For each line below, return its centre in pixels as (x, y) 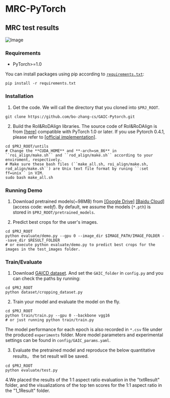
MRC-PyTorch (36, 9)
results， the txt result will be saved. (50, 356)
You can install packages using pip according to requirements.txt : (75, 74)
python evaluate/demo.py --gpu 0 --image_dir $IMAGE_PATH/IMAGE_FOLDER (82, 236)
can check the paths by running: (46, 279)
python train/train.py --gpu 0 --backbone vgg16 (58, 316)
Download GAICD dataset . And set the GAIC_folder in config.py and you (88, 273)
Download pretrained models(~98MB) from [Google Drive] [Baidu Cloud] (89, 201)
